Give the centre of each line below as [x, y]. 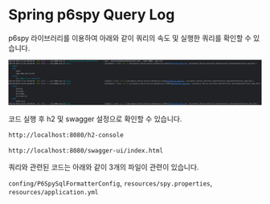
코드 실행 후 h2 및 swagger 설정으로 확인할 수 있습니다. [95, 119]
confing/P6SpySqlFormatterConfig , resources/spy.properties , [110, 183]
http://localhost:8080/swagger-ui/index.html [86, 150]
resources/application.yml [53, 192]
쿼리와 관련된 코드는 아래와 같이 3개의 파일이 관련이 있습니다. [104, 167]
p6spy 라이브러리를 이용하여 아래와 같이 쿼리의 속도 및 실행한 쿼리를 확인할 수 [130, 38]
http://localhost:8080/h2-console [66, 135]
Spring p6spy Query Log [92, 15]
